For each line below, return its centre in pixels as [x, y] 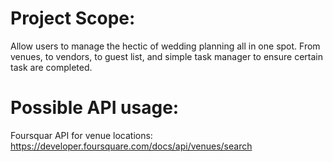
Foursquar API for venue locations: [81, 135]
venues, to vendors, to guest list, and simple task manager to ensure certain [166, 56]
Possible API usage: [95, 108]
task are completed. [51, 67]
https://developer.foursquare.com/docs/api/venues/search [131, 146]
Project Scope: [73, 18]
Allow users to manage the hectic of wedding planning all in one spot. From [165, 46]
